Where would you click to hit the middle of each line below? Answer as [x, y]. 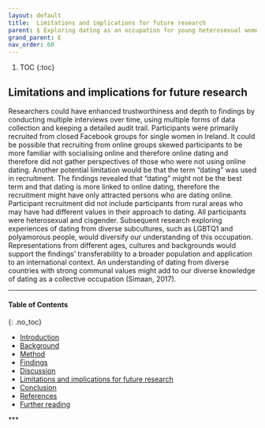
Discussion [37, 371]
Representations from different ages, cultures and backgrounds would [122, 245]
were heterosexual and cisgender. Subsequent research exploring [115, 220]
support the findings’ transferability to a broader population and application [130, 253]
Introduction [39, 337]
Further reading [45, 404]
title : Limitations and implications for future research [107, 23]
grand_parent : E [35, 38]
